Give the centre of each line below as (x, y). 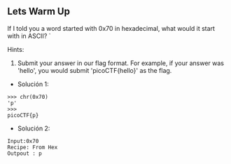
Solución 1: (33, 84)
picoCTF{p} (23, 115)
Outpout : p (24, 153)
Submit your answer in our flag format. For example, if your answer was (120, 63)
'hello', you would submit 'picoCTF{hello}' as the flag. (94, 70)
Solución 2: (34, 128)
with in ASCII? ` (29, 36)
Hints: (16, 49)
